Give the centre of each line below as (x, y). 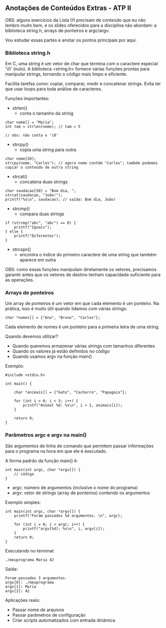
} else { (14, 232)
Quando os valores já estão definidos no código (61, 351)
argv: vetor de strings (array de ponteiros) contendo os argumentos (81, 493)
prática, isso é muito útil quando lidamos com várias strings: (66, 309)
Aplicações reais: (23, 600)
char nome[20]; (21, 159)
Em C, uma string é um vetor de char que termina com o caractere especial (82, 64)
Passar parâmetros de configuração (49, 615)
